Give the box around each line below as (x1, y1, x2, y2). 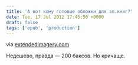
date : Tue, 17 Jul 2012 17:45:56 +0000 (6, 14, 104, 20)
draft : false (6, 19, 38, 25)
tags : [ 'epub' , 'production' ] (6, 25, 81, 31)
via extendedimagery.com (6, 41, 70, 48)
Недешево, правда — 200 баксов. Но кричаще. (6, 52, 126, 59)
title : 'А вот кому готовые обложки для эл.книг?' (6, 8, 133, 15)
